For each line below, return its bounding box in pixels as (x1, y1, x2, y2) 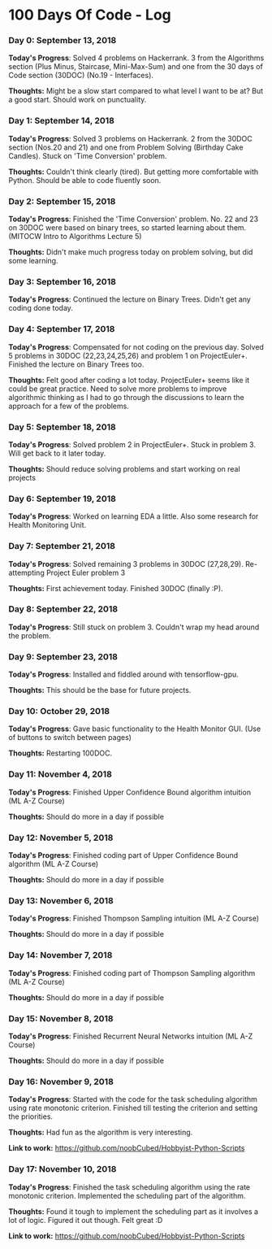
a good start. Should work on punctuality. (8, 95, 147, 105)
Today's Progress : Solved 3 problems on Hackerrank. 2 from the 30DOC (8, 133, 253, 143)
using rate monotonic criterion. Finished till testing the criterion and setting (8, 1103, 258, 1113)
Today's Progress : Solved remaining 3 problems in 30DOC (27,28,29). (8, 559, 244, 568)
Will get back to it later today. (8, 448, 106, 458)
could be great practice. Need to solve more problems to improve (8, 384, 227, 394)
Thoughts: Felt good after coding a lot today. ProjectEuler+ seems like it (8, 375, 250, 385)
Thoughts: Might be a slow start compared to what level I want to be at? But (8, 86, 264, 96)
